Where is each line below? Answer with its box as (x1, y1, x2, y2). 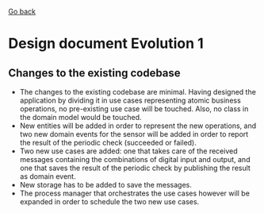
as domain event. (19, 172, 77, 181)
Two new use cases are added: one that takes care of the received (19, 146, 238, 156)
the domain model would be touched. (19, 113, 142, 122)
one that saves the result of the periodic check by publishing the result (19, 163, 251, 172)
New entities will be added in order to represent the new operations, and (19, 121, 256, 130)
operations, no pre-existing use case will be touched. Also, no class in (19, 104, 249, 114)
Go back (8, 7, 36, 16)
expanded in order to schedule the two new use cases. (19, 197, 200, 206)
